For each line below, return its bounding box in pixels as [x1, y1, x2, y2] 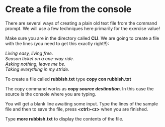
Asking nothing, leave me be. [5, 61, 66, 67]
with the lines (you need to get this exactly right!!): [5, 40, 109, 46]
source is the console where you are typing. [5, 91, 97, 97]
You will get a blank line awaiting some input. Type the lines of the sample [5, 100, 158, 106]
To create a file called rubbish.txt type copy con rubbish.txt [5, 76, 132, 82]
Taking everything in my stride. [5, 66, 69, 72]
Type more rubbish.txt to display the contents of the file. [5, 115, 124, 121]
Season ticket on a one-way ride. [5, 55, 74, 61]
